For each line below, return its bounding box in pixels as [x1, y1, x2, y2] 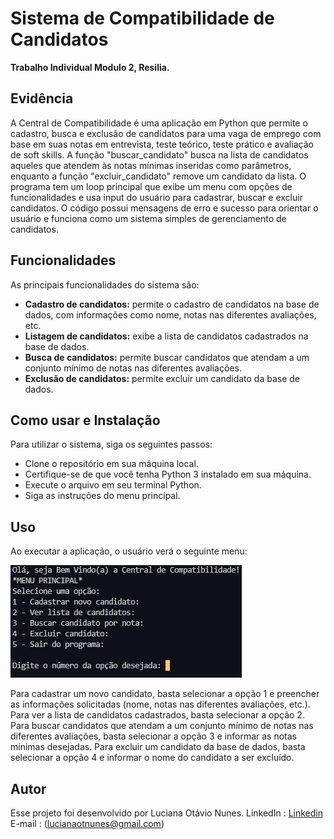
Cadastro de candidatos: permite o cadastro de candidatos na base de [24, 298, 320, 310]
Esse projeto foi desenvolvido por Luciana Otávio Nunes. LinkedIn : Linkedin [10, 807, 323, 819]
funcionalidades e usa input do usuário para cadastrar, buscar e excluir [10, 191, 303, 203]
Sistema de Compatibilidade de [10, 7, 275, 30]
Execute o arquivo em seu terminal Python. [24, 479, 202, 491]
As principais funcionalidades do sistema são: [10, 278, 200, 291]
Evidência [10, 90, 74, 107]
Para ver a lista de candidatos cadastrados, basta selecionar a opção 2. [10, 709, 305, 721]
